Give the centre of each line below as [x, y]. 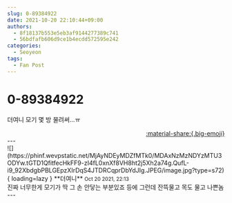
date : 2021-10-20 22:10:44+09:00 [55, 20]
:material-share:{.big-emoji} [185, 133]
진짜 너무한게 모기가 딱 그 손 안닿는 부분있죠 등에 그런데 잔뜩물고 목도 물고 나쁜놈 [116, 187]
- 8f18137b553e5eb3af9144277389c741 [66, 33]
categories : [24, 46]
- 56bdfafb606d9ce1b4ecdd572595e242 [66, 39]
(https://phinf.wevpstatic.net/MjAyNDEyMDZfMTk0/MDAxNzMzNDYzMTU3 [115, 155]
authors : [20, 26]
